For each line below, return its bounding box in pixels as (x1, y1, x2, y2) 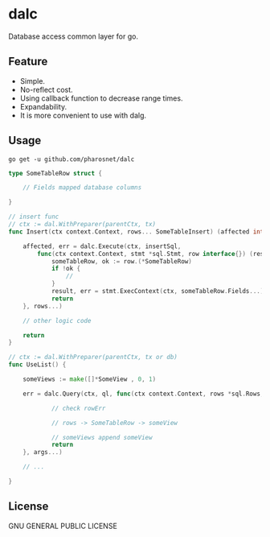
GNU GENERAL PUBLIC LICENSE (8, 521, 118, 531)
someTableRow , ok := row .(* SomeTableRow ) (51, 257, 193, 266)
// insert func (8, 213, 59, 221)
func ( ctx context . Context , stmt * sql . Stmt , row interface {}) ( (37, 250, 253, 258)
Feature (8, 55, 48, 68)
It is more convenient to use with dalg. (19, 110, 147, 120)
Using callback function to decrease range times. (19, 93, 183, 103)
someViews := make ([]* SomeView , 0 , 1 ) (22, 375, 157, 383)
